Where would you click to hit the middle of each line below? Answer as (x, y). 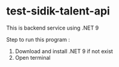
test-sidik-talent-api (58, 11)
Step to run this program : (38, 39)
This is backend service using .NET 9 (53, 28)
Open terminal (33, 57)
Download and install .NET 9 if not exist (64, 51)
